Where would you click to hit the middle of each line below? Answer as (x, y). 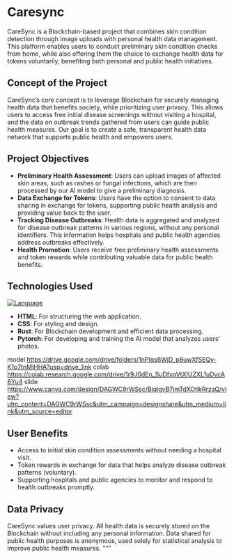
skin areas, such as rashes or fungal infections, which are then (107, 183)
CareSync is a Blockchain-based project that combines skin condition (107, 31)
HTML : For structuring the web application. (79, 316)
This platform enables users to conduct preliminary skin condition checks (112, 46)
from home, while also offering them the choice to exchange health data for (116, 54)
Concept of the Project (57, 83)
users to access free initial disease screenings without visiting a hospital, (112, 114)
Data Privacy (36, 509)
